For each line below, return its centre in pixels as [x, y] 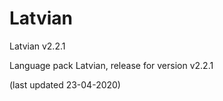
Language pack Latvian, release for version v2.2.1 [111, 65]
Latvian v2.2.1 [37, 46]
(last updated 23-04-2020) [65, 84]
